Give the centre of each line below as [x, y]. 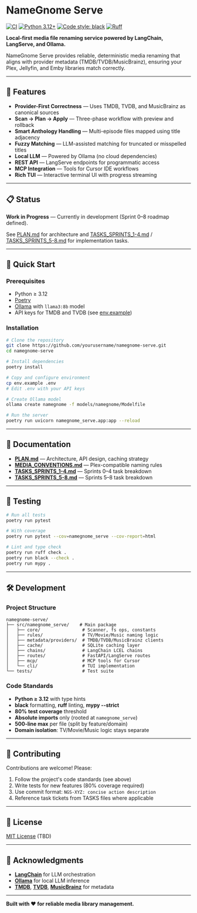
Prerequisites [26, 281]
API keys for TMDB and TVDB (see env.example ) [73, 313]
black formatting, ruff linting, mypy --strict [67, 705]
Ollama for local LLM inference [52, 881]
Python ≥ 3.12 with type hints [50, 699]
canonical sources [37, 112]
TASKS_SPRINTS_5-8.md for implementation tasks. [67, 240]
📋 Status [23, 199]
